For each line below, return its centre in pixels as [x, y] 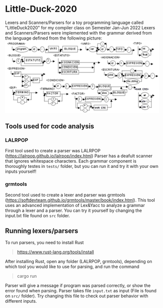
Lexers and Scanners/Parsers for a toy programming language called [74, 22]
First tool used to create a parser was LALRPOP [53, 151]
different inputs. [21, 301]
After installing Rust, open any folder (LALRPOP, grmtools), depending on [79, 262]
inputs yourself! [21, 171]
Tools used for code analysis [50, 126]
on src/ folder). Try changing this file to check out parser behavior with [77, 296]
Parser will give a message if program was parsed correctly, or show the [78, 286]
